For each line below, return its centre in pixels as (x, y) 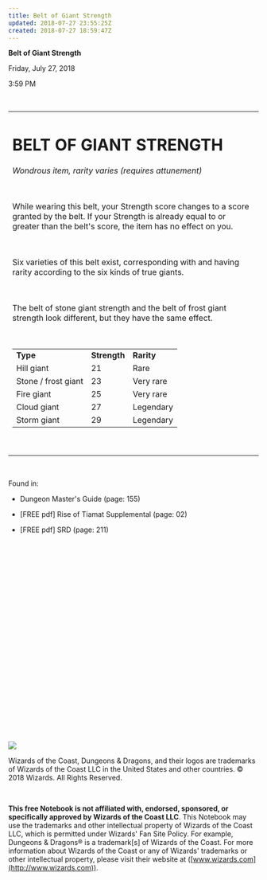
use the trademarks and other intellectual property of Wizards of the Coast (130, 825)
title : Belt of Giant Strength (60, 16)
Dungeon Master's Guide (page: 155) (80, 499)
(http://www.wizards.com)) (52, 867)
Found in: (23, 483)
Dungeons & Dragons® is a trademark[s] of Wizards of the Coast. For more (131, 842)
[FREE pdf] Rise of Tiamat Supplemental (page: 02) (104, 514)
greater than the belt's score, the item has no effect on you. (123, 226)
